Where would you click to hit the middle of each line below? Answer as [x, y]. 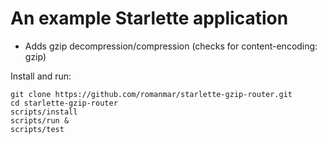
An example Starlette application [149, 18]
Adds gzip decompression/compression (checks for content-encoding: [171, 46]
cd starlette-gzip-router [64, 103]
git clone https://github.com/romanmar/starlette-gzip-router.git [151, 94]
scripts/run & [40, 120]
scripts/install [44, 112]
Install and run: [41, 76]
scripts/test [37, 129]
